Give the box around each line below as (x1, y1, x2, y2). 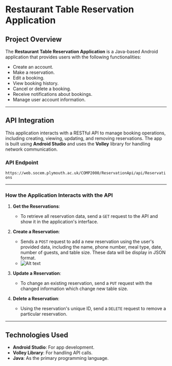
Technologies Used (5, 331, 68, 339)
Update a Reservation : (12, 270, 61, 276)
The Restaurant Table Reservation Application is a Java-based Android (5, 49, 158, 54)
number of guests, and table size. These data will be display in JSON (20, 250, 166, 256)
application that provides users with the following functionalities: (5, 54, 141, 60)
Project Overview (5, 35, 62, 44)
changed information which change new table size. (20, 286, 128, 292)
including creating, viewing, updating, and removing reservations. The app (5, 135, 162, 141)
